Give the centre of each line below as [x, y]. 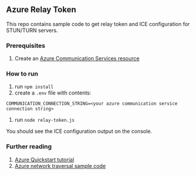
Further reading [29, 147]
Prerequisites [26, 46]
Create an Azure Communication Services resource [77, 59]
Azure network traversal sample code [60, 166]
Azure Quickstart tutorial [44, 160]
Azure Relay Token [41, 10]
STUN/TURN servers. [32, 30]
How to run [22, 74]
